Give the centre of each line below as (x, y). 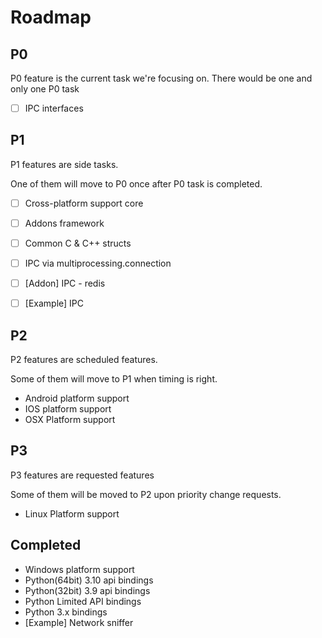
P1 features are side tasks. (64, 164)
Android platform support (77, 398)
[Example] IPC (54, 303)
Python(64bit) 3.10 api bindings (89, 580)
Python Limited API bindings (83, 601)
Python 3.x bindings (66, 612)
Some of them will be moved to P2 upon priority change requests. (146, 494)
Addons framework (64, 223)
